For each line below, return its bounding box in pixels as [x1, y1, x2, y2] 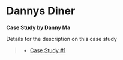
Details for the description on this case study [6, 35, 117, 42]
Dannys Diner [6, 4, 76, 18]
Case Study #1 [29, 46, 66, 54]
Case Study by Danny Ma [6, 24, 71, 31]
